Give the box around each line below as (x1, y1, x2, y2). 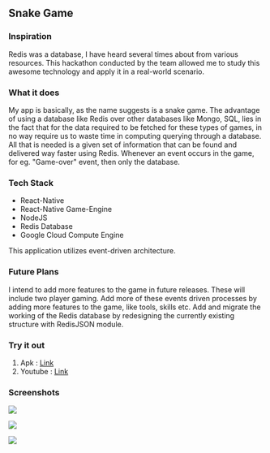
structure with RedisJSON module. (8, 319, 124, 329)
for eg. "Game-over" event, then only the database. (8, 157, 181, 166)
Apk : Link (19, 357, 54, 368)
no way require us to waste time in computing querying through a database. (8, 131, 262, 140)
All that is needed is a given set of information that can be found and (8, 140, 238, 149)
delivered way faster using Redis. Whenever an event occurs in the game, (8, 148, 255, 157)
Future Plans (8, 266, 59, 278)
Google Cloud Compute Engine (19, 231, 124, 240)
